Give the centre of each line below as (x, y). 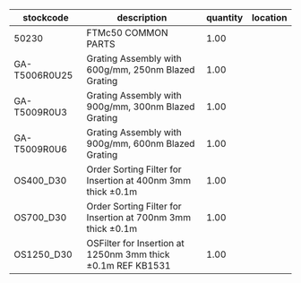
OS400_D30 (40, 180)
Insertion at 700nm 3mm (138, 217)
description (142, 17)
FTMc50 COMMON (127, 33)
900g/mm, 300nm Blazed (141, 107)
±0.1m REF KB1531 (129, 266)
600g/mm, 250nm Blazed (141, 69)
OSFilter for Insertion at (136, 243)
